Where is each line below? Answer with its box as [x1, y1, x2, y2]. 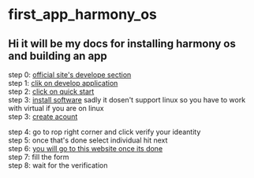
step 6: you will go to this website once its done [8, 144, 163, 153]
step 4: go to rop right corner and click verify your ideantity [8, 128, 201, 136]
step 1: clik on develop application [8, 79, 118, 87]
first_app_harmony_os [8, 6, 158, 24]
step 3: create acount [8, 112, 78, 121]
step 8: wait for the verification [8, 161, 108, 170]
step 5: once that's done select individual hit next [8, 135, 168, 145]
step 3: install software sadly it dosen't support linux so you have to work [8, 95, 246, 104]
